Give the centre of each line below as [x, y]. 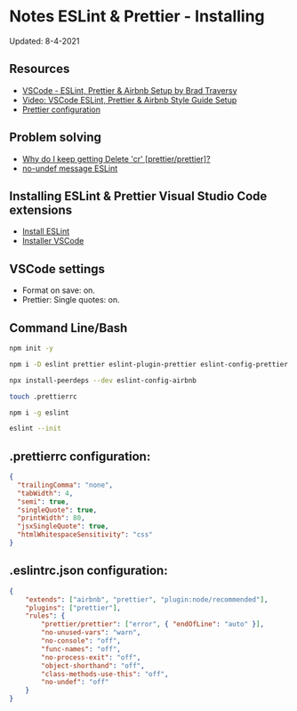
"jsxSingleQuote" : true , [63, 527]
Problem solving [56, 137]
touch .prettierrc [43, 396]
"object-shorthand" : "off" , [93, 666]
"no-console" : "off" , [81, 641]
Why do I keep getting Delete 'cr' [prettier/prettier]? [116, 158]
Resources [40, 69]
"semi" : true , [43, 501]
